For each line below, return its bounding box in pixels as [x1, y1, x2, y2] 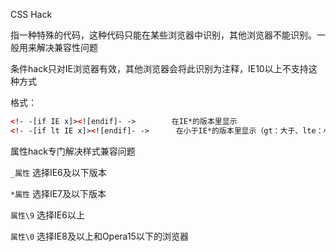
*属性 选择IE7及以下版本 [10, 187, 107, 199]
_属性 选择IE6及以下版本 [10, 166, 107, 178]
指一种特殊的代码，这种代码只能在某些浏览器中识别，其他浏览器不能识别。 [10, 29, 317, 41]
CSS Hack [10, 9, 53, 20]
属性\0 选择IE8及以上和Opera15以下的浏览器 [10, 230, 189, 242]
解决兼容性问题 [36, 42, 98, 53]
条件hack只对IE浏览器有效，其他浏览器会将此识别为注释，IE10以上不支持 [10, 63, 309, 74]
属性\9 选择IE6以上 [10, 209, 85, 221]
